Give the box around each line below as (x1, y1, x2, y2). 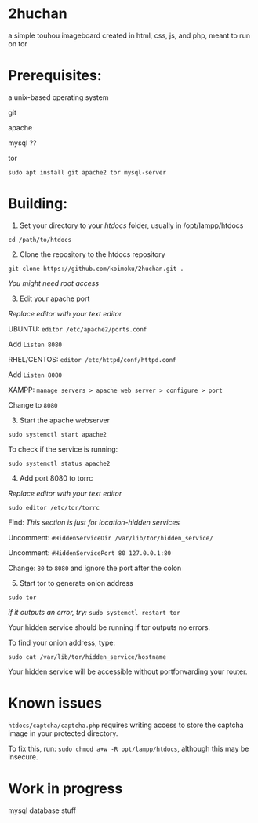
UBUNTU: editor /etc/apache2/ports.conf (8, 324, 147, 334)
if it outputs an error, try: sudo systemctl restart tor (8, 607, 180, 616)
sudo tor (8, 594, 37, 602)
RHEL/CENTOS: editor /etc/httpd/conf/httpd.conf (8, 354, 176, 364)
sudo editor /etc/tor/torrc (8, 503, 100, 511)
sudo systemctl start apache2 (8, 430, 107, 438)
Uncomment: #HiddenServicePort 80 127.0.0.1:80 (8, 547, 171, 558)
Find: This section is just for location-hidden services (8, 518, 180, 527)
